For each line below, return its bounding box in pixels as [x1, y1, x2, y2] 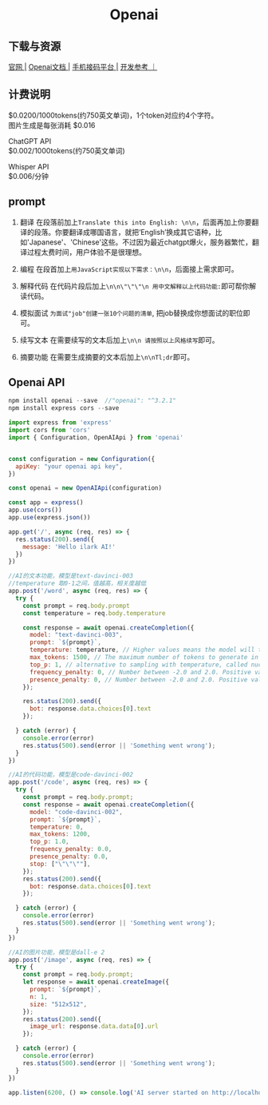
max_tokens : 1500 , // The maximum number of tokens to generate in [29, 654, 259, 662]
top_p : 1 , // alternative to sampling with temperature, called [29, 661, 248, 669]
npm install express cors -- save [8, 404, 120, 412]
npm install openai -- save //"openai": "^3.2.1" [8, 397, 177, 405]
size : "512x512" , [29, 1000, 88, 1008]
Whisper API [8, 161, 49, 171]
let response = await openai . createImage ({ [22, 978, 170, 986]
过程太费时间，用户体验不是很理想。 [26, 247, 146, 256]
